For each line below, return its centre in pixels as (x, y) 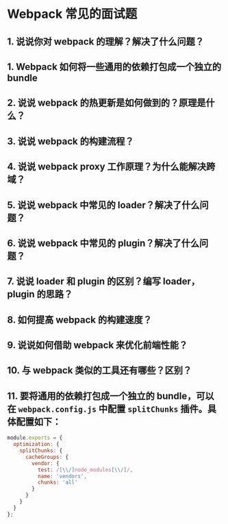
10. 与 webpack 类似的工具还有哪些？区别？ (100, 371)
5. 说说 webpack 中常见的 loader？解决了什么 (103, 205)
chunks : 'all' (58, 483)
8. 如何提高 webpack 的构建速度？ (79, 320)
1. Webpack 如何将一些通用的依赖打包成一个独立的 (114, 67)
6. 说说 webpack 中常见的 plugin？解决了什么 (103, 243)
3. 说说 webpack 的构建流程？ (71, 141)
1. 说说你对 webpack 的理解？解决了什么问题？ (105, 41)
